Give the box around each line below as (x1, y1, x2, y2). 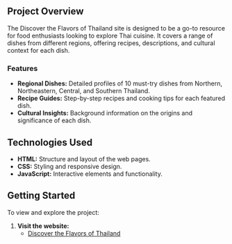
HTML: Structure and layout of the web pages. (17, 154, 151, 163)
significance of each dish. (17, 116, 92, 124)
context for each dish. (7, 46, 70, 54)
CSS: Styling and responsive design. (17, 162, 122, 170)
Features (7, 63, 38, 73)
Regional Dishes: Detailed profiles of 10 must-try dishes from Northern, (17, 79, 222, 88)
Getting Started (7, 190, 76, 202)
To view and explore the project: (7, 208, 99, 216)
